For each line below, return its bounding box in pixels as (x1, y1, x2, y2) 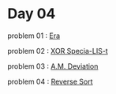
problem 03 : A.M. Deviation (7, 61, 99, 71)
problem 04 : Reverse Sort (7, 77, 93, 86)
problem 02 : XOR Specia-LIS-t (7, 46, 108, 55)
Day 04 (7, 5, 56, 23)
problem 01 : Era (7, 31, 61, 40)
